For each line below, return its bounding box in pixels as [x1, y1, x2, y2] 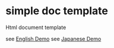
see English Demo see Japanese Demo [5, 35, 102, 42]
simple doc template [5, 4, 108, 18]
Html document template [5, 24, 66, 31]
